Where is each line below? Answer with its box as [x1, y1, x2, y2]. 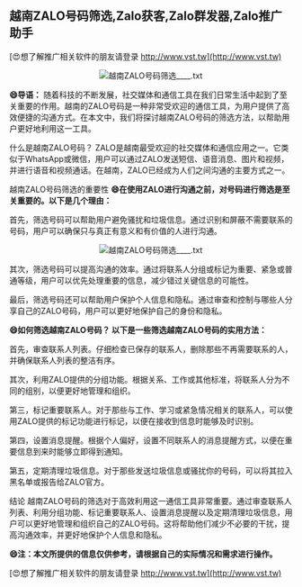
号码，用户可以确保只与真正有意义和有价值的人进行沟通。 [9, 225, 222, 236]
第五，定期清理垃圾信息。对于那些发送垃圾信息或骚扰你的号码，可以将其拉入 [9, 465, 293, 475]
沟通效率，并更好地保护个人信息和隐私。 [16, 529, 167, 540]
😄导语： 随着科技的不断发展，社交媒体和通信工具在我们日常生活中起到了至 [9, 89, 288, 100]
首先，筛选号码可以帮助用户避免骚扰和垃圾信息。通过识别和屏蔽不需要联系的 [9, 214, 293, 225]
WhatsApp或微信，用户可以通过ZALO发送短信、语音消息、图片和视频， [24, 153, 289, 164]
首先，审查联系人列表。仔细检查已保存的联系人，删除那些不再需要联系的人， [9, 343, 293, 354]
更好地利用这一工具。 [16, 122, 96, 133]
